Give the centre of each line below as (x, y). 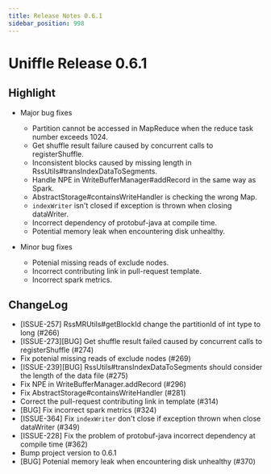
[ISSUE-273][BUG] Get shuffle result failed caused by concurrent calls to (141, 342)
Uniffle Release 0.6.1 (78, 63)
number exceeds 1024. (70, 136)
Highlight (32, 93)
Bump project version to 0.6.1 (68, 453)
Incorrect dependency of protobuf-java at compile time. (125, 222)
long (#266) (40, 333)
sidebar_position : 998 (46, 23)
